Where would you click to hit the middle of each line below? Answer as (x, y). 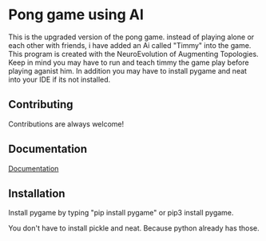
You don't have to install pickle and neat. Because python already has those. (134, 228)
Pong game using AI (76, 15)
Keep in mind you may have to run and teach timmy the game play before (129, 62)
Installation (37, 193)
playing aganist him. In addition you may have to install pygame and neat (128, 70)
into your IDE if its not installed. (60, 79)
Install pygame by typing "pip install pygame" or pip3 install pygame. (121, 213)
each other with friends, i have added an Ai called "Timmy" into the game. (130, 45)
